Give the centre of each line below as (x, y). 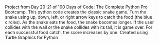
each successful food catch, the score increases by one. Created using (77, 32)
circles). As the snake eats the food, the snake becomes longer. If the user (79, 22)
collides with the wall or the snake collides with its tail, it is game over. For (79, 27)
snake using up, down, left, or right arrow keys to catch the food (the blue (79, 17)
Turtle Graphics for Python (32, 37)
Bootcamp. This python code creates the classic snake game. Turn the (76, 12)
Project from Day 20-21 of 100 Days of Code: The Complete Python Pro (76, 7)
